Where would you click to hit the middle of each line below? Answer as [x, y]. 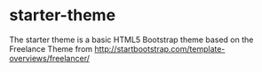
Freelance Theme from [51, 48]
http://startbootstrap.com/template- [160, 48]
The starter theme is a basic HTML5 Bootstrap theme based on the [131, 40]
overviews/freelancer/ [50, 58]
